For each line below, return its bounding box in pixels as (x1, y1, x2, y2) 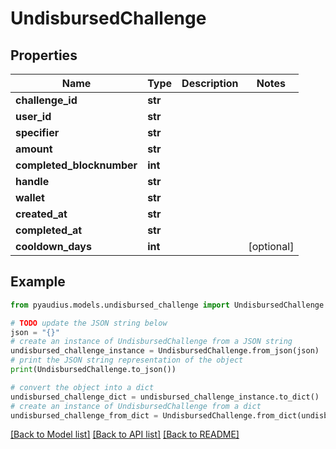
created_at (15, 207, 68, 221)
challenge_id (15, 93, 78, 107)
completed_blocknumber (15, 158, 138, 172)
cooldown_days (15, 240, 92, 253)
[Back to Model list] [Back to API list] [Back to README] (10, 428, 240, 441)
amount (15, 142, 53, 156)
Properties (10, 47, 78, 64)
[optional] (248, 240, 295, 253)
